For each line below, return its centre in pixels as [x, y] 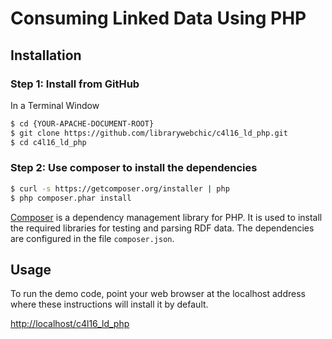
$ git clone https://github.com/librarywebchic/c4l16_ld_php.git [149, 133]
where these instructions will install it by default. [109, 304]
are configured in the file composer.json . [92, 238]
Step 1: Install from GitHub [75, 84]
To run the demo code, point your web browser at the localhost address [158, 294]
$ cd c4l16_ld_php [48, 142]
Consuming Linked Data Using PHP [158, 18]
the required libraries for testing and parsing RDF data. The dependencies [162, 228]
